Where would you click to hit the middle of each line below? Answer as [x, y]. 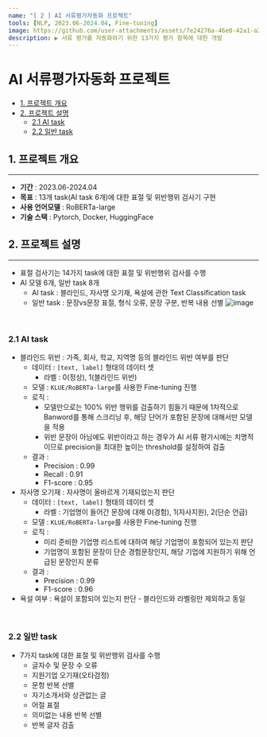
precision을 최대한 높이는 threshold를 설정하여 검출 [145, 447]
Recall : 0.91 [63, 474]
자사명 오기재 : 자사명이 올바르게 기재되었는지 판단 [97, 492]
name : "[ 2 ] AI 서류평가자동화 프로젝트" [70, 16]
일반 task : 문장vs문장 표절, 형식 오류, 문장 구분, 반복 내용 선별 [128, 302]
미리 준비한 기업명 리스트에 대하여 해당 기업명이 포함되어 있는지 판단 [149, 542]
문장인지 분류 [79, 562]
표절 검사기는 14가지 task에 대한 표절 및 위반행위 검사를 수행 [113, 272]
